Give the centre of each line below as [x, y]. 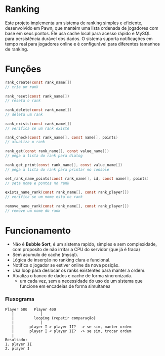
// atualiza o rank [25, 142]
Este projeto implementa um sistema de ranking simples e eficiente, [74, 23]
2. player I [17, 348]
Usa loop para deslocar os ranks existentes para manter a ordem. [79, 270]
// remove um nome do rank [33, 211]
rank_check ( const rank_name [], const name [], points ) [62, 137]
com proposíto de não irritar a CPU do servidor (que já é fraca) [76, 250]
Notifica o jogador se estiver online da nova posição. [66, 265]
